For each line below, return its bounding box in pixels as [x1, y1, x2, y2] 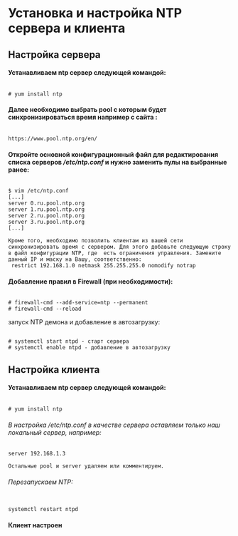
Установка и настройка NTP [8, 5, 183, 21]
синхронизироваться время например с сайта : [8, 113, 158, 122]
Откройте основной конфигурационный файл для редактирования [8, 150, 219, 158]
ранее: [8, 165, 30, 174]
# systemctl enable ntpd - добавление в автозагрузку [8, 344, 171, 351]
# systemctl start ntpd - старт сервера [8, 338, 130, 345]
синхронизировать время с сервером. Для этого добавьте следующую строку [8, 244, 232, 251]
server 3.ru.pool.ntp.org [8, 219, 85, 226]
